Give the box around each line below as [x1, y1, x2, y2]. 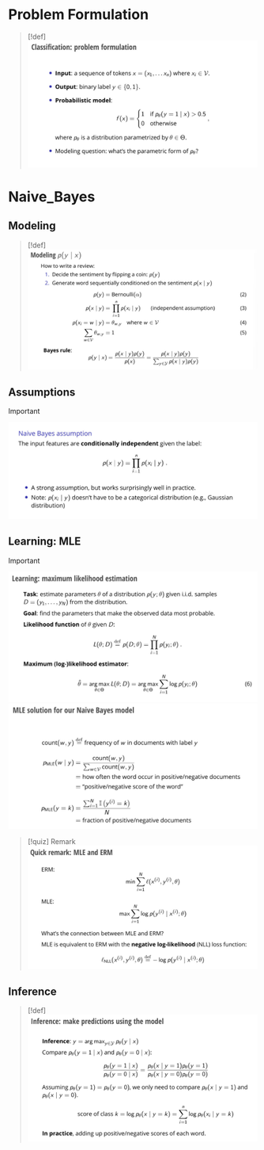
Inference [8, 984, 57, 998]
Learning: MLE [8, 535, 81, 548]
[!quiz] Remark [27, 837, 77, 846]
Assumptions [8, 385, 76, 399]
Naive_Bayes [8, 188, 96, 205]
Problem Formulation [8, 6, 149, 24]
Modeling [8, 220, 56, 233]
